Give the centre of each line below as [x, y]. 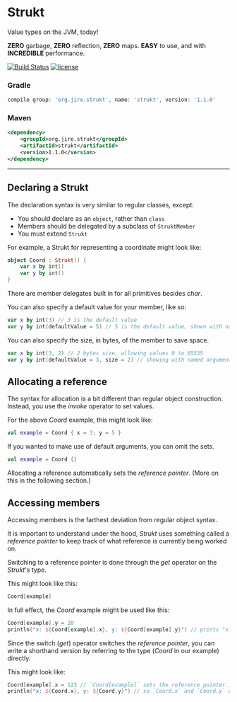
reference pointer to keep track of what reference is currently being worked [117, 541]
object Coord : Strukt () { [47, 260]
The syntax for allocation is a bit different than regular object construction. [115, 399]
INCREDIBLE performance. [46, 53]
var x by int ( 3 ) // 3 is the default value [72, 320]
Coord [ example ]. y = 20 [41, 623]
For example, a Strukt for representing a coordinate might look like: [104, 247]
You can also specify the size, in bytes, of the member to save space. [108, 340]
